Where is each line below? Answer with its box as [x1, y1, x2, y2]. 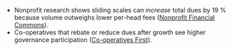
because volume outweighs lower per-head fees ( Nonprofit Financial [13, 13, 215, 22]
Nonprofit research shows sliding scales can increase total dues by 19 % [13, 6, 227, 14]
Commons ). [13, 21, 49, 29]
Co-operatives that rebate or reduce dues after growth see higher [13, 28, 206, 36]
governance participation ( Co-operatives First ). [13, 36, 152, 44]
